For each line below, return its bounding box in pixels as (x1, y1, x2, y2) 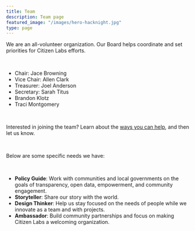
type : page (6, 25, 33, 31)
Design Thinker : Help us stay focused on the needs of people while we (14, 200, 187, 207)
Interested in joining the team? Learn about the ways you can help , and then (6, 123, 189, 130)
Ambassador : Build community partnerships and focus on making (14, 212, 175, 219)
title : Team (6, 8, 35, 15)
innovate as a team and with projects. (14, 206, 105, 213)
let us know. (6, 130, 35, 137)
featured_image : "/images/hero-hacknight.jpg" (6, 19, 122, 25)
